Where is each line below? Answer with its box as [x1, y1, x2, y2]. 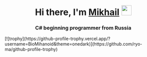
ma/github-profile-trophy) [4, 46, 58, 52]
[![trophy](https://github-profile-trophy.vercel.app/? [4, 35, 111, 42]
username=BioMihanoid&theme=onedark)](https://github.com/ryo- [4, 41, 143, 47]
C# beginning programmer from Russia [35, 24, 132, 31]
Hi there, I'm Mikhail [35, 6, 120, 18]
